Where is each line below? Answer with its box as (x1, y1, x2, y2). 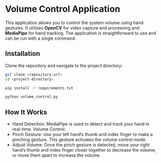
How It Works (5, 108, 48, 116)
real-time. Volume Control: (12, 126, 66, 132)
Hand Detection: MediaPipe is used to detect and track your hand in (12, 121, 150, 127)
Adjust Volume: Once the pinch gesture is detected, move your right (12, 142, 150, 148)
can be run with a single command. (5, 35, 76, 41)
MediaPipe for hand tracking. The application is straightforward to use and (5, 30, 156, 36)
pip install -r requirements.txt (5, 85, 74, 90)
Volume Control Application (5, 3, 120, 15)
